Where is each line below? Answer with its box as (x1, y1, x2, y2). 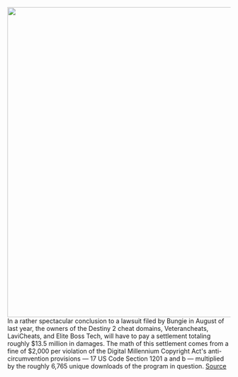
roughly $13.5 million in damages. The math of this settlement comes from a (7, 339, 229, 347)
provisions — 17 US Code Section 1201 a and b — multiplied (50, 354, 225, 363)
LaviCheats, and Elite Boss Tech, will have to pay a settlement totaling (7, 332, 211, 340)
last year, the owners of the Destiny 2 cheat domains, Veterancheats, (7, 325, 209, 332)
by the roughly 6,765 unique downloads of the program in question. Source (7, 362, 227, 370)
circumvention (7, 354, 50, 363)
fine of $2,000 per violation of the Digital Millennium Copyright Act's (7, 347, 207, 355)
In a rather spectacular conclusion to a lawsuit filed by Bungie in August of (7, 317, 225, 325)
